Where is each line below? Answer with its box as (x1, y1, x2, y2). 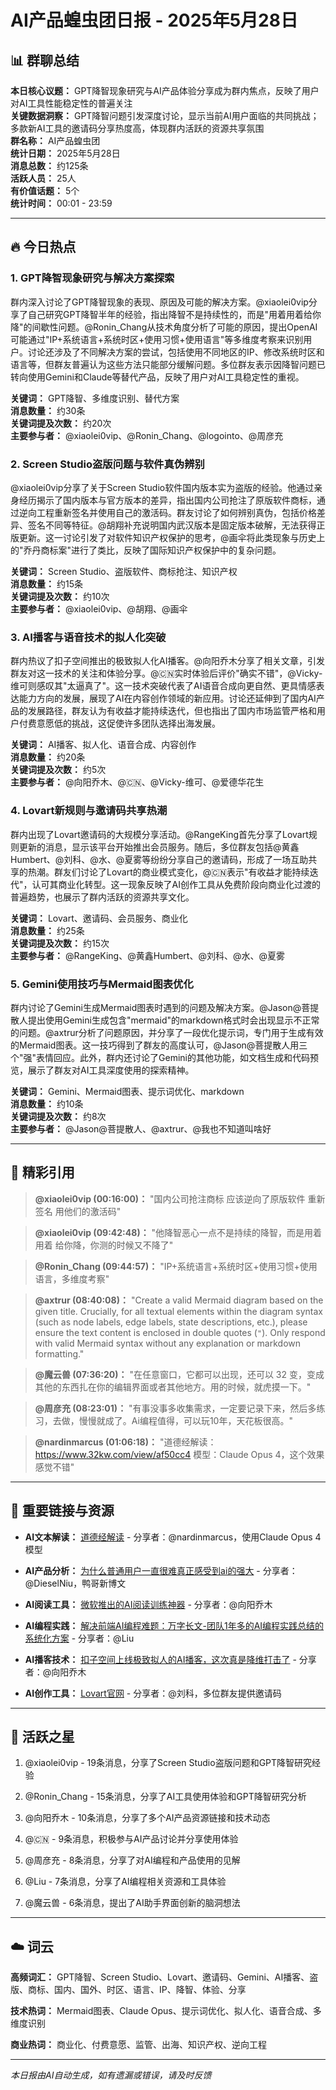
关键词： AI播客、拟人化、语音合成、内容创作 (10, 739, 197, 751)
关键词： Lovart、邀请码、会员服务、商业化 (10, 912, 188, 924)
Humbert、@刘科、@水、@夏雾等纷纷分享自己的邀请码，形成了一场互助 (10, 853, 309, 865)
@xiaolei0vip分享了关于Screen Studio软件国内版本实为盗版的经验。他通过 (10, 481, 315, 493)
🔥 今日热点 (10, 239, 77, 256)
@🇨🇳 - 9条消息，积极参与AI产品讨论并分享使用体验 (24, 1833, 239, 1845)
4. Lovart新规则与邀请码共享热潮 (10, 804, 168, 818)
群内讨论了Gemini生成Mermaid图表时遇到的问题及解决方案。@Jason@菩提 (10, 1001, 320, 1013)
